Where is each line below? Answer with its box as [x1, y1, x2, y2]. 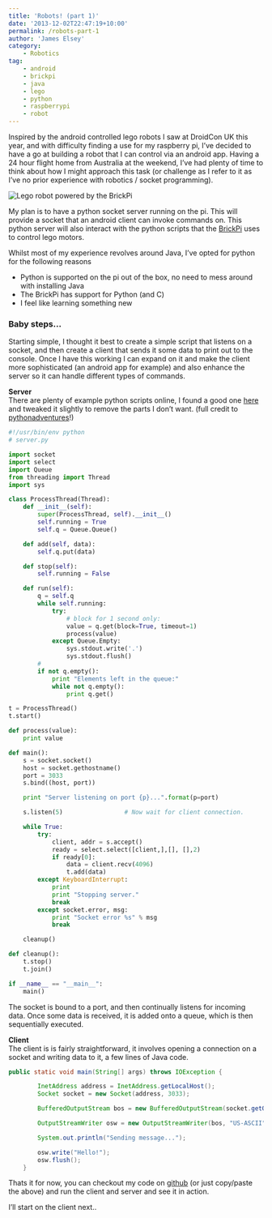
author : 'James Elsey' [8, 34, 85, 43]
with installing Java [19, 281, 85, 290]
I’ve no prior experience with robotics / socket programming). [8, 175, 214, 185]
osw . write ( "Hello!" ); [37, 1148, 111, 1156]
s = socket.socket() [23, 756, 92, 764]
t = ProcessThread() [8, 704, 79, 713]
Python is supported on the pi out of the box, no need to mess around [19, 272, 253, 282]
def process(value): [8, 727, 79, 735]
